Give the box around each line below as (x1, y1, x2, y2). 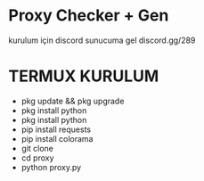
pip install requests (20, 124, 91, 135)
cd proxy (20, 152, 54, 163)
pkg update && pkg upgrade (20, 95, 125, 106)
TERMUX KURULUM (8, 66, 159, 86)
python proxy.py (20, 161, 82, 172)
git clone (20, 143, 54, 153)
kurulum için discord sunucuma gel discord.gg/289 (8, 35, 196, 45)
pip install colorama (20, 133, 94, 144)
